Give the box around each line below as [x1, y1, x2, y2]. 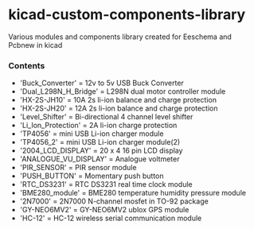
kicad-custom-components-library [8, 6, 246, 24]
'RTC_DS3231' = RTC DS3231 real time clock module [19, 180, 193, 189]
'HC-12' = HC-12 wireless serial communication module [19, 213, 202, 223]
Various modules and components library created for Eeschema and [8, 32, 233, 41]
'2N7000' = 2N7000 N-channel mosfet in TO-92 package [19, 196, 209, 206]
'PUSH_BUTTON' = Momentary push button [19, 171, 164, 180]
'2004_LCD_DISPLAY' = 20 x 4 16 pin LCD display [19, 146, 183, 156]
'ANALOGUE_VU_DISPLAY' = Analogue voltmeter [19, 154, 180, 164]
